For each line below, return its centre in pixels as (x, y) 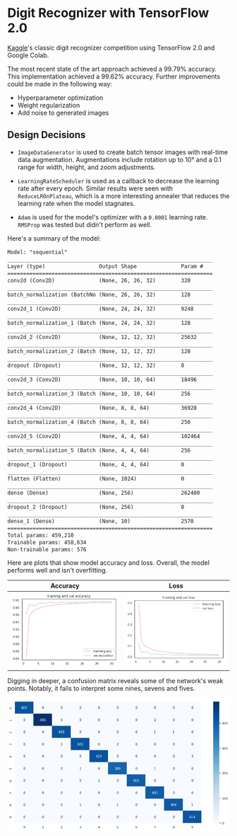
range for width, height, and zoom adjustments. (86, 167)
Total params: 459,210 (41, 535)
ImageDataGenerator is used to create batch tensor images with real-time (122, 152)
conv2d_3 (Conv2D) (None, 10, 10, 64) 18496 (102, 379)
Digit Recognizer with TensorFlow (108, 13)
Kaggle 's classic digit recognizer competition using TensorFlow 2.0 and (111, 47)
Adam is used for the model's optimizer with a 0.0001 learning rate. (113, 217)
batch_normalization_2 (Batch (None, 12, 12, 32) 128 (99, 351)
